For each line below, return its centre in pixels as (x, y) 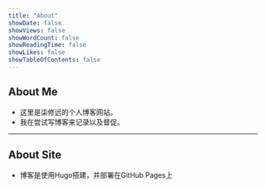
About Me (33, 92)
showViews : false (37, 30)
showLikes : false (37, 52)
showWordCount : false (44, 38)
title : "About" (33, 15)
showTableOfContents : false (55, 60)
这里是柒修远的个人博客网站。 (68, 112)
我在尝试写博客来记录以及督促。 (72, 122)
